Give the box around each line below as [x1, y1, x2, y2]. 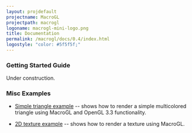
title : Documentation [6, 31, 60, 37]
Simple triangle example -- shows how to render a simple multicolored [14, 103, 187, 110]
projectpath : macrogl [6, 20, 60, 25]
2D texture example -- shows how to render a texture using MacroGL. [14, 121, 185, 128]
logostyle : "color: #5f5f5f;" [6, 42, 81, 48]
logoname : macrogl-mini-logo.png [6, 25, 89, 31]
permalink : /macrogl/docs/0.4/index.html [6, 36, 110, 42]
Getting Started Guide [6, 61, 71, 69]
